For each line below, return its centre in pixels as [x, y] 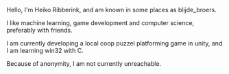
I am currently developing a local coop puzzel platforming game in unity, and [114, 43]
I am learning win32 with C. [45, 51]
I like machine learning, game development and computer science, [100, 23]
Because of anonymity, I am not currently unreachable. [84, 63]
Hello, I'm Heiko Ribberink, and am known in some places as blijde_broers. [111, 10]
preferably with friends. [39, 30]
